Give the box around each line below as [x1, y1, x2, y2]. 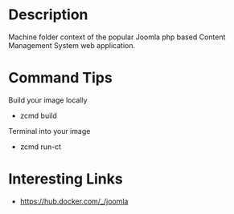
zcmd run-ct [19, 142, 62, 151]
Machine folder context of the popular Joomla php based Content [8, 32, 226, 42]
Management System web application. [8, 40, 135, 50]
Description [8, 6, 88, 24]
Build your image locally [8, 95, 88, 105]
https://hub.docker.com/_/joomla [19, 196, 129, 206]
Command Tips [8, 69, 113, 87]
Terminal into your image [8, 126, 91, 135]
